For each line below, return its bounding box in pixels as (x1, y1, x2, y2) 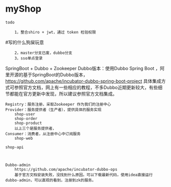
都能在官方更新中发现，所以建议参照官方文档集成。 (9, 90, 117, 97)
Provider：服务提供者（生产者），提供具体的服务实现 (5, 107, 102, 112)
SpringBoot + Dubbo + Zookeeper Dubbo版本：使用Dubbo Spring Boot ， (5, 65, 160, 71)
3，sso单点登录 (14, 55, 43, 61)
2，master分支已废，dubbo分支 (14, 50, 72, 55)
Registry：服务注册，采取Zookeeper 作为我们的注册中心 (5, 102, 111, 107)
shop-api (5, 144, 24, 150)
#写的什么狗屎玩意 (5, 39, 44, 45)
